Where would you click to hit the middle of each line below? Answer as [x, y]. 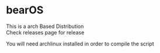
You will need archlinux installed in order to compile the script [80, 44]
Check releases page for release [45, 32]
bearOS [25, 10]
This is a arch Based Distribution [45, 26]
